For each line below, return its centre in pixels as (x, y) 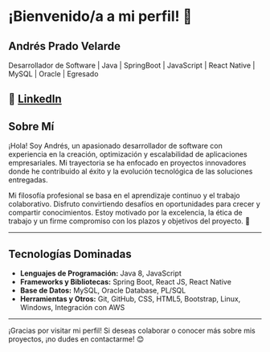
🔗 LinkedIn (35, 99)
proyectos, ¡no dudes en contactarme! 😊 (76, 339)
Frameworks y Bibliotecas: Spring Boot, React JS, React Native (125, 282)
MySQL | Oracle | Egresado (53, 74)
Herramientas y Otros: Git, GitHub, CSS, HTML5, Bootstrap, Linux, (130, 299)
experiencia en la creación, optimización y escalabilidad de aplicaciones (128, 154)
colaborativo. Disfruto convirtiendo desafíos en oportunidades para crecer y (135, 204)
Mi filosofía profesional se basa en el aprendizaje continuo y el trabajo (125, 195)
